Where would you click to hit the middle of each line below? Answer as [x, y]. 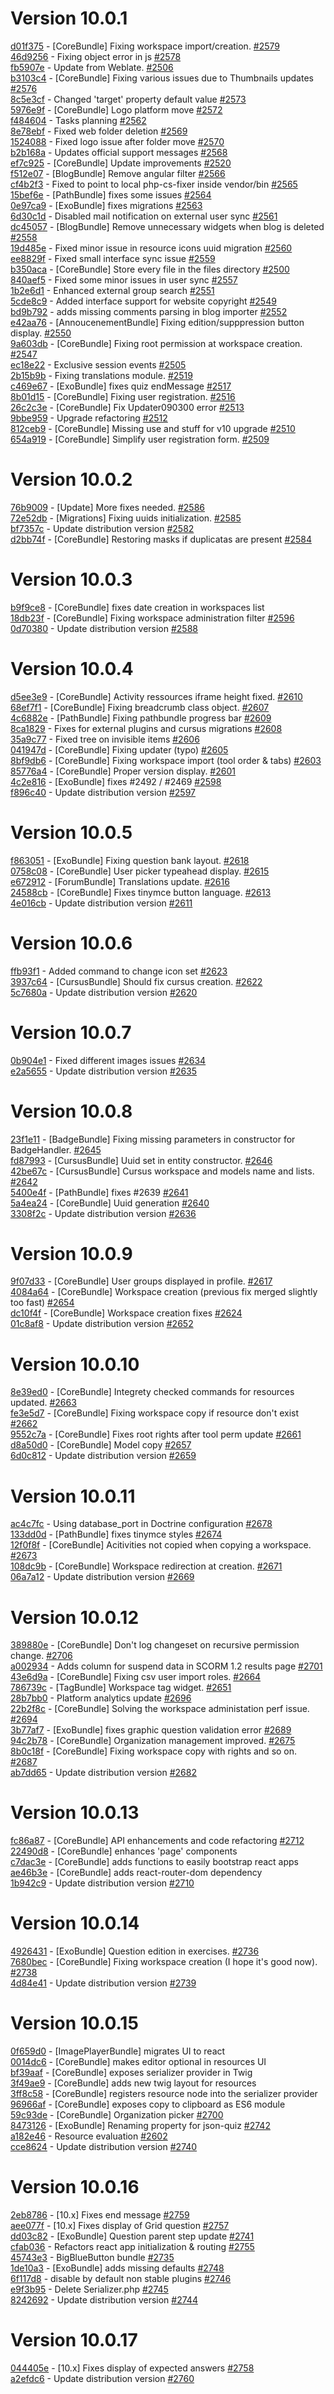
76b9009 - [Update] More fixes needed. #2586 [107, 507]
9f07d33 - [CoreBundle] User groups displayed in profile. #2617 [141, 1281]
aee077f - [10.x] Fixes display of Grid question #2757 [120, 2225]
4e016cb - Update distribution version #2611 [101, 903]
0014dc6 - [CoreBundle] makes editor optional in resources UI [138, 2062]
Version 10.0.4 [72, 669]
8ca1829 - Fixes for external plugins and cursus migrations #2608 [146, 728]
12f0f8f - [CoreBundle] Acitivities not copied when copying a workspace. [161, 1545]
